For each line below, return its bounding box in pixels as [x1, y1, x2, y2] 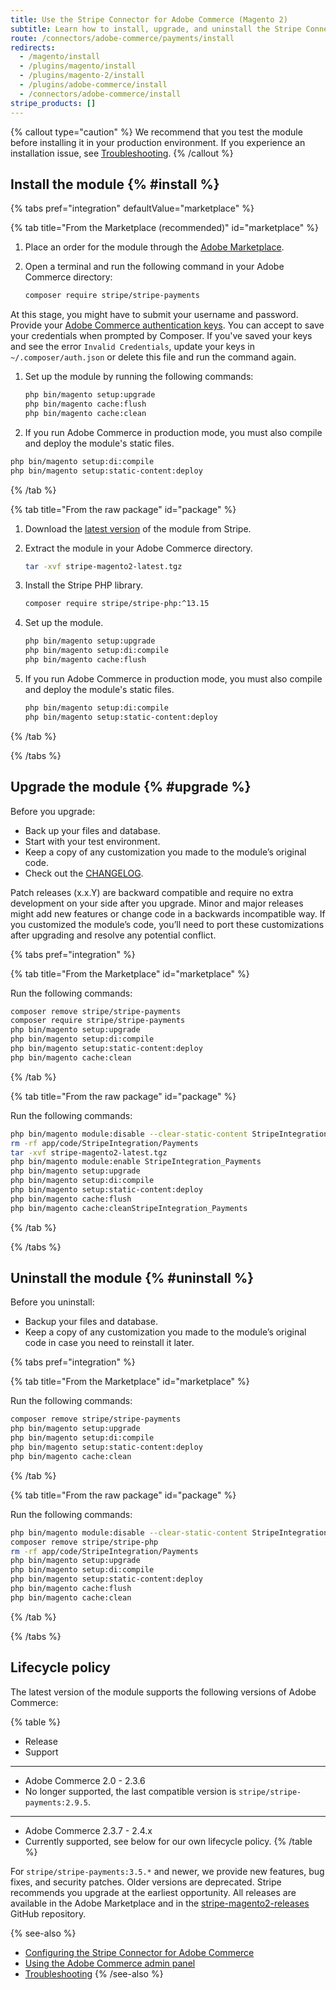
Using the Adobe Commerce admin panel [24, 1957, 196, 1969]
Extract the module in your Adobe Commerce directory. [24, 542, 253, 554]
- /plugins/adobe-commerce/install [19, 80, 168, 90]
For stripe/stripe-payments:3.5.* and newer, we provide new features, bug [10, 1865, 325, 1877]
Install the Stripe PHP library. [24, 579, 143, 591]
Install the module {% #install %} [10, 176, 220, 193]
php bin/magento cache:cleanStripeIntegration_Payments [10, 1203, 248, 1213]
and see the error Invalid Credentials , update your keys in [10, 341, 255, 353]
